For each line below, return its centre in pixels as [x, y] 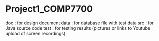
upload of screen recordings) [35, 33]
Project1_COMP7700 [49, 9]
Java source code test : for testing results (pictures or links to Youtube [78, 28]
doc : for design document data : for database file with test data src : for [80, 23]
